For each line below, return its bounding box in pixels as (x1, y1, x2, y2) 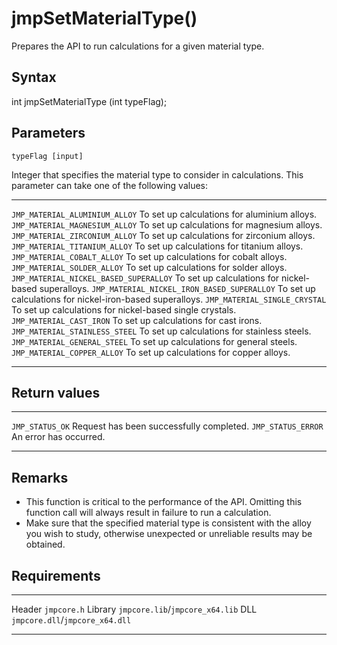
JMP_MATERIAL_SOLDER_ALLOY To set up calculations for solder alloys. (11, 261, 288, 273)
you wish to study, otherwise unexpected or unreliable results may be (25, 528, 313, 540)
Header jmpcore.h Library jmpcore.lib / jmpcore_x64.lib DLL (11, 603, 258, 615)
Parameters (11, 125, 86, 142)
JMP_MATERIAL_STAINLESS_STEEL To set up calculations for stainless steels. (11, 325, 312, 337)
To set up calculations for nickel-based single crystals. (11, 303, 237, 316)
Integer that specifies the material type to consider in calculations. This (11, 168, 304, 181)
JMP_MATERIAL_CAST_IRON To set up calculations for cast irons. (11, 314, 263, 326)
